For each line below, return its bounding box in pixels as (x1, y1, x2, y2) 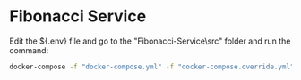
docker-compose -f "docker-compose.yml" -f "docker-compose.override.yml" (9, 62, 295, 71)
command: (9, 44, 49, 55)
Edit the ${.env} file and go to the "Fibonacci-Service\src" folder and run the (9, 36, 291, 46)
